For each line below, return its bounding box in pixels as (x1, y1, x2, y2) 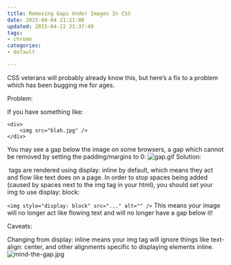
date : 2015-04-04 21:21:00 (7, 17, 85, 23)
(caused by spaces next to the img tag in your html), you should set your (7, 180, 214, 188)
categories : (7, 42, 41, 49)
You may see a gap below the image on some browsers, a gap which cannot (7, 145, 224, 153)
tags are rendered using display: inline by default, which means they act (8, 166, 214, 174)
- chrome (7, 36, 32, 43)
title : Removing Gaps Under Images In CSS (7, 10, 131, 17)
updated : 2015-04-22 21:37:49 (7, 23, 94, 30)
